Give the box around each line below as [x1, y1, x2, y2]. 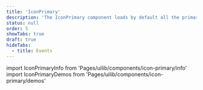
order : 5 [6, 25, 28, 32]
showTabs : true [6, 31, 45, 37]
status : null [6, 20, 39, 26]
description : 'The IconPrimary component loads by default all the [6, 14, 180, 20]
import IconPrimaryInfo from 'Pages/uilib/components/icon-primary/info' [6, 64, 187, 71]
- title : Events [11, 48, 53, 54]
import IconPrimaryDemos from [6, 70, 85, 78]
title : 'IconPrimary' [6, 8, 61, 15]
